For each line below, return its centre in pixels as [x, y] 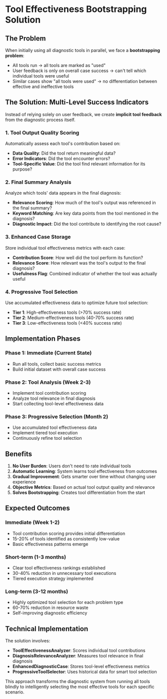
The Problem [25, 38]
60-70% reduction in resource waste [50, 608]
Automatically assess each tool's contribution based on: [63, 144]
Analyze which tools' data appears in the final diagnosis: [63, 193]
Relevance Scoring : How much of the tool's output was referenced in [84, 203]
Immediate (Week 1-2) [32, 522]
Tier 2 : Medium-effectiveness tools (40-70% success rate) [73, 318]
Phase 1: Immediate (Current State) [48, 353]
